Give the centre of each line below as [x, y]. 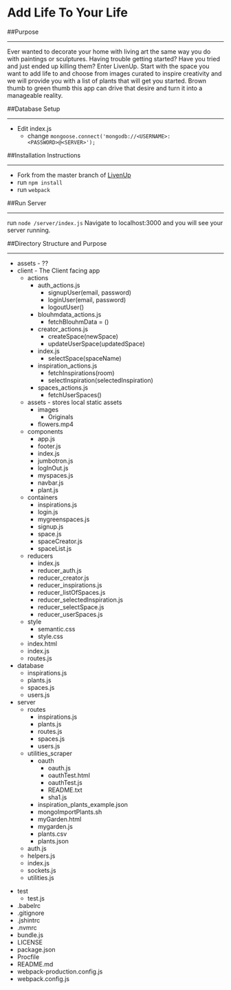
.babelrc [29, 905]
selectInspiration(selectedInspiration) [100, 380]
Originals [60, 417]
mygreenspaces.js [64, 519]
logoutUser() [66, 307]
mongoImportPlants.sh [70, 812]
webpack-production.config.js [60, 971]
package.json [36, 949]
